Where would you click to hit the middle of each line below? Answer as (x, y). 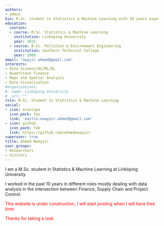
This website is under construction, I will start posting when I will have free (80, 203)
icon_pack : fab (25, 128)
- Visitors (16, 155)
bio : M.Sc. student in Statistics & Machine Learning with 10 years (76, 19)
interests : (16, 64)
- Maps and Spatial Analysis (35, 78)
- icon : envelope (23, 110)
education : (16, 23)
